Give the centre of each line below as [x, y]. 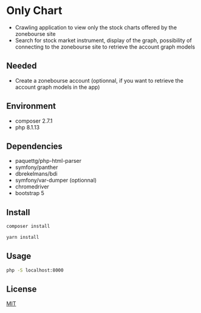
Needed [22, 66]
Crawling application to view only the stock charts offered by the [96, 27]
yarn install [23, 238]
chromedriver [32, 187]
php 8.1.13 [27, 127]
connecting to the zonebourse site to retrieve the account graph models [105, 47]
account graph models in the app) [57, 87]
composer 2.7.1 [34, 121]
